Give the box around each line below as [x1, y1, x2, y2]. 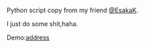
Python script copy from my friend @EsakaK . [6, 6, 139, 14]
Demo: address [6, 33, 50, 42]
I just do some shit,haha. [6, 20, 79, 28]
